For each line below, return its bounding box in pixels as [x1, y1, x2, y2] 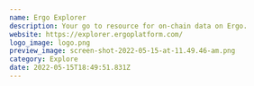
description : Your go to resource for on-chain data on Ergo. [9, 21, 248, 30]
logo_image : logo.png [9, 38, 91, 47]
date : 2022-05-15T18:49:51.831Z [9, 64, 131, 73]
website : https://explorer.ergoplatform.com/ [9, 30, 183, 39]
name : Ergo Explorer [9, 13, 87, 22]
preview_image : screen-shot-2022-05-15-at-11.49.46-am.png [9, 47, 236, 56]
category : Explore [9, 55, 78, 64]
